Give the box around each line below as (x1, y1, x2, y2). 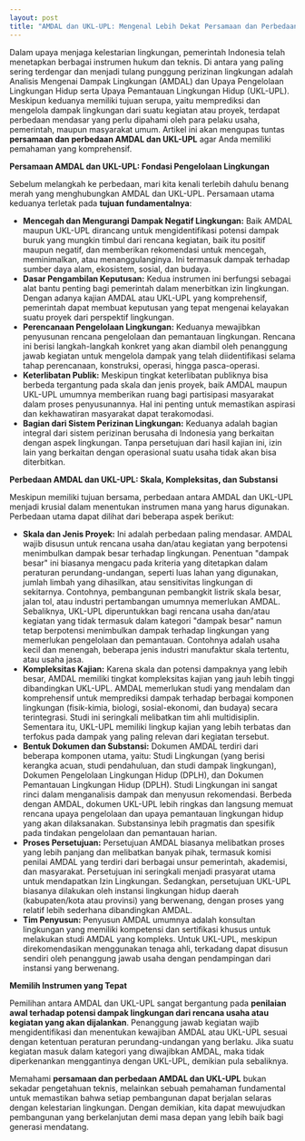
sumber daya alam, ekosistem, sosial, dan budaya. (22, 263, 212, 274)
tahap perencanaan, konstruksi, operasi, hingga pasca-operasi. (22, 359, 261, 370)
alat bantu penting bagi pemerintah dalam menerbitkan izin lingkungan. (22, 282, 290, 293)
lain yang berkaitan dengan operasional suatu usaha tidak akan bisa (22, 447, 277, 457)
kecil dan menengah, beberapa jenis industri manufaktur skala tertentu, (22, 644, 290, 654)
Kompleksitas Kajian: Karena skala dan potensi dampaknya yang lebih (22, 664, 288, 674)
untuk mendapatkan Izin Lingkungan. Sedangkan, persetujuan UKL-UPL (22, 875, 291, 886)
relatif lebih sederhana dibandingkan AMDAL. (22, 904, 192, 915)
